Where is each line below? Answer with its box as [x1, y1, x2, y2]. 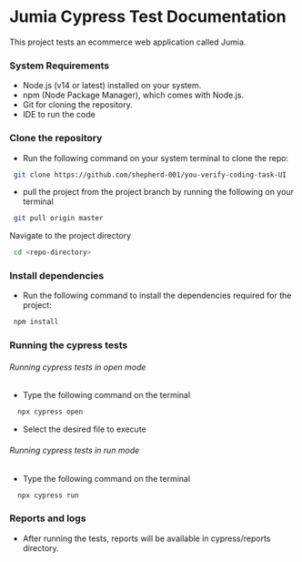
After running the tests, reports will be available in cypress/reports [22, 533, 271, 544]
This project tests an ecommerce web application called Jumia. [9, 36, 247, 47]
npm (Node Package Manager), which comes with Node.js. [22, 89, 244, 101]
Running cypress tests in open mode [9, 362, 146, 373]
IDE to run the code [22, 109, 96, 120]
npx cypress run [17, 490, 79, 500]
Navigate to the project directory [9, 230, 132, 241]
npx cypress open [17, 407, 84, 416]
